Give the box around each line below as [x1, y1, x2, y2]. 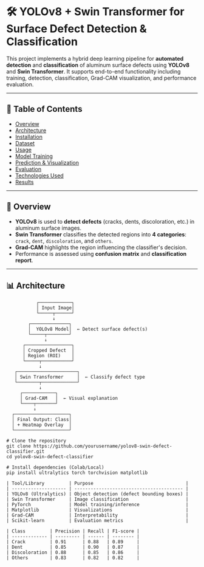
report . [15, 256, 33, 264]
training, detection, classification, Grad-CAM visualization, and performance [6, 74, 197, 81]
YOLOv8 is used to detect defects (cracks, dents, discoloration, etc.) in [15, 218, 195, 225]
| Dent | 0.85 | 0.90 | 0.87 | [6, 545, 140, 551]
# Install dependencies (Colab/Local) [6, 464, 104, 471]
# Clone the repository [6, 438, 67, 444]
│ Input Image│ [36, 305, 75, 311]
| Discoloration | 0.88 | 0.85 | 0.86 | [6, 549, 140, 556]
